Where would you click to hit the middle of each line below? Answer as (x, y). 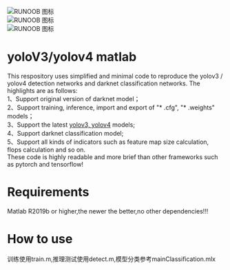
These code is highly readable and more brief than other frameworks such (113, 157)
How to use (40, 239)
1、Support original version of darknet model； (74, 98)
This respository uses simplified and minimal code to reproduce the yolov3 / (115, 76)
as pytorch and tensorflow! (45, 164)
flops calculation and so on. (46, 149)
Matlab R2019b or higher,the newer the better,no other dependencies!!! (108, 211)
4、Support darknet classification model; (65, 133)
